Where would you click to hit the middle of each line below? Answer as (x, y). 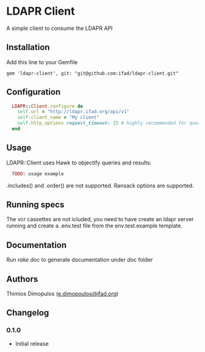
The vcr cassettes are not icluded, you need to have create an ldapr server (100, 219)
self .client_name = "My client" (58, 117)
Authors (22, 279)
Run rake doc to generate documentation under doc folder (80, 260)
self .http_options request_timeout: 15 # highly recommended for (102, 123)
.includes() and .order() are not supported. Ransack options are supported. (100, 185)
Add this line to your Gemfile (42, 62)
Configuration (34, 92)
